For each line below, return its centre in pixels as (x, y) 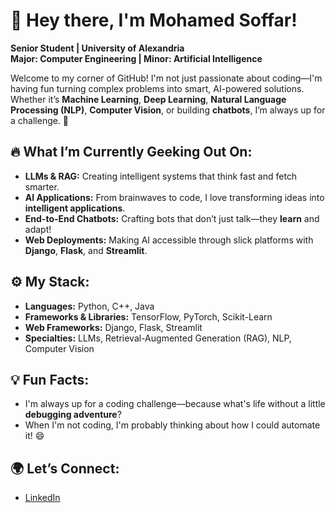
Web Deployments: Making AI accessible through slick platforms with (169, 240)
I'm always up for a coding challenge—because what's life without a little (175, 404)
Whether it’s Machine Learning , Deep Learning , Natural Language (148, 99)
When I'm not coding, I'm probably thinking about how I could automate (172, 425)
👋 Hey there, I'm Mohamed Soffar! (154, 20)
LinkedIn (42, 498)
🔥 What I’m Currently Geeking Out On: (131, 152)
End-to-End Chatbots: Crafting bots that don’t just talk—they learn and (172, 218)
